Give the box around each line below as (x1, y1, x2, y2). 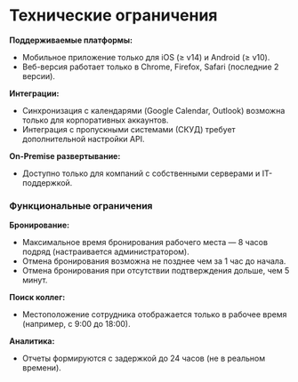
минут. (21, 275, 48, 285)
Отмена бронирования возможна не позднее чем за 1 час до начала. (21, 256, 286, 267)
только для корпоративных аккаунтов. (21, 115, 169, 125)
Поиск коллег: (9, 292, 66, 303)
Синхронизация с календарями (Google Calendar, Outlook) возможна (21, 105, 286, 115)
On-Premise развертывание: (9, 150, 121, 161)
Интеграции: (9, 88, 60, 99)
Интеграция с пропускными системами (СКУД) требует (21, 123, 236, 134)
